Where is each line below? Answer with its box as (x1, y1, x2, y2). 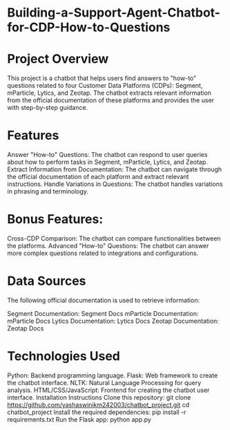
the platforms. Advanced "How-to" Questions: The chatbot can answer (7, 242, 209, 250)
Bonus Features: (7, 212, 104, 227)
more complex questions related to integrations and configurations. (7, 249, 199, 257)
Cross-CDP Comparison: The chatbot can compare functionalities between (7, 234, 221, 243)
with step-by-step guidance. (7, 104, 88, 112)
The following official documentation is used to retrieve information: (7, 296, 200, 304)
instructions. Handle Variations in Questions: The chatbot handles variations (7, 180, 223, 188)
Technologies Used (7, 348, 121, 364)
